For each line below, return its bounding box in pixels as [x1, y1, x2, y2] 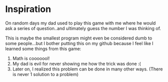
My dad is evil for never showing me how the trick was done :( [12, 60, 141, 66]
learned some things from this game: [5, 45, 81, 51]
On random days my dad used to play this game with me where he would [5, 20, 156, 26]
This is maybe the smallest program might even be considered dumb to [5, 35, 152, 41]
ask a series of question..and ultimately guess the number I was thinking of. [5, 25, 161, 31]
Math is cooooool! [12, 55, 50, 61]
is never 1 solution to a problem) [12, 71, 79, 77]
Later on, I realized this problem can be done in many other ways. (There [12, 66, 163, 72]
